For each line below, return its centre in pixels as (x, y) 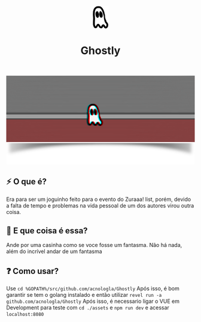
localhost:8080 (25, 315)
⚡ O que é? (26, 182)
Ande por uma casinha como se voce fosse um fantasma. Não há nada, (94, 245)
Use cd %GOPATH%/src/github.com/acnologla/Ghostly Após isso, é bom (93, 288)
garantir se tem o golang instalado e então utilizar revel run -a (84, 295)
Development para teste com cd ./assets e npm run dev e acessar (88, 308)
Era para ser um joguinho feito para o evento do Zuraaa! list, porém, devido (99, 199)
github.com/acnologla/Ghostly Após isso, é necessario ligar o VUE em (93, 301)
